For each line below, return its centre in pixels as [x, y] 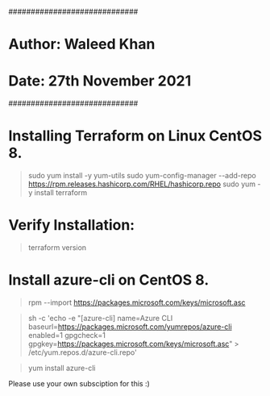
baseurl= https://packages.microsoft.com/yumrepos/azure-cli [130, 327]
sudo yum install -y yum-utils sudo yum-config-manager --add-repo [142, 176]
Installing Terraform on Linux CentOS [135, 136]
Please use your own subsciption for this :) [79, 383]
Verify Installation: [72, 225]
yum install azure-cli [62, 368]
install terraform [61, 193]
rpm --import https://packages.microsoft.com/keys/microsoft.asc [137, 302]
